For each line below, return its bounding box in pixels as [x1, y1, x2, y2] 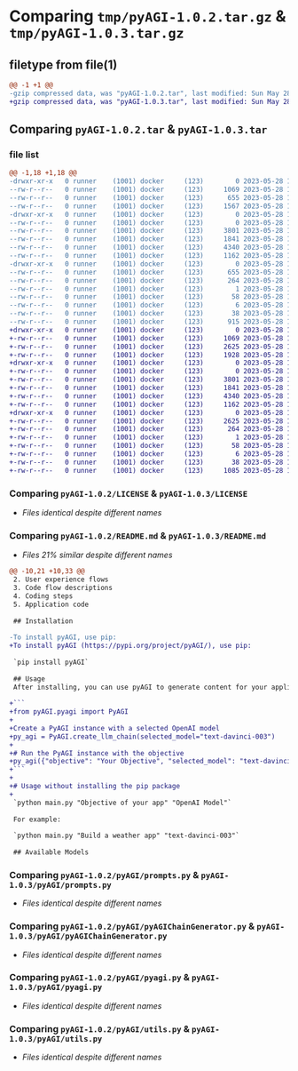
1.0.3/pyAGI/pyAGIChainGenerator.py [9, 931, 168, 941]
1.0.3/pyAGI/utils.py [9, 1034, 103, 1043]
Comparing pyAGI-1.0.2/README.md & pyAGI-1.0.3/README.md [9, 529, 267, 541]
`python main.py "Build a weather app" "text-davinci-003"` [12, 831, 240, 841]
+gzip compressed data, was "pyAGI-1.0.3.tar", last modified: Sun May [9, 97, 279, 106]
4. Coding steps [12, 591, 74, 601]
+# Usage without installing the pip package [9, 782, 180, 791]
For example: [12, 815, 62, 824]
